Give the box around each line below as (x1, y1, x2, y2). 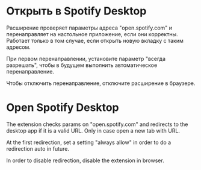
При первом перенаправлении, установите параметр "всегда (6, 55, 166, 62)
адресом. (6, 43, 31, 51)
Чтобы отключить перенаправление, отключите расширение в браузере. (6, 80, 196, 87)
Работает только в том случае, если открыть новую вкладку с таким (6, 37, 184, 44)
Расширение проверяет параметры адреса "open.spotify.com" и (6, 24, 173, 31)
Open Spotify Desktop (6, 101, 119, 115)
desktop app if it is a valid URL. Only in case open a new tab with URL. (6, 127, 181, 134)
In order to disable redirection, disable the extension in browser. (6, 157, 164, 164)
